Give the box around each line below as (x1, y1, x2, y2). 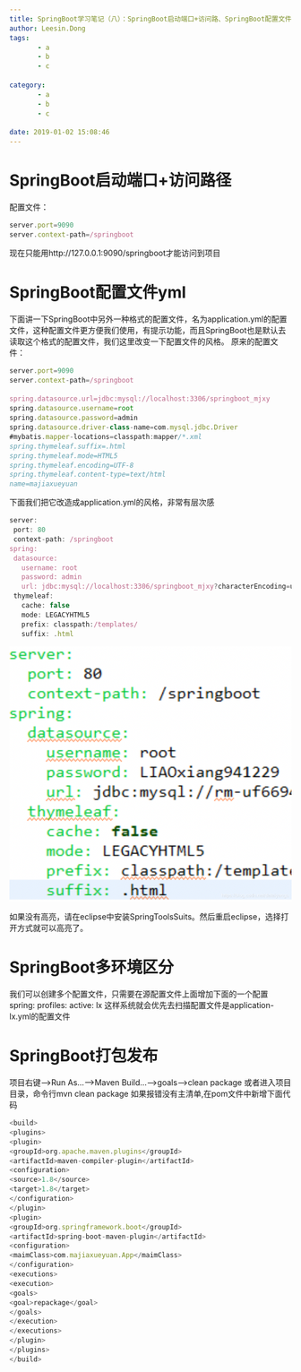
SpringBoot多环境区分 (9, 957, 175, 978)
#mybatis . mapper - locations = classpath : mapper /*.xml (9, 432, 202, 441)
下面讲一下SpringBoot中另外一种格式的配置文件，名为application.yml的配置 (9, 314, 288, 324)
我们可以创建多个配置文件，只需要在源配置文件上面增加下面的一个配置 (9, 988, 269, 999)
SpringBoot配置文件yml (9, 282, 186, 302)
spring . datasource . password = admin (9, 413, 139, 423)
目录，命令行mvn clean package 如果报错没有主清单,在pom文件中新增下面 (9, 1089, 283, 1100)
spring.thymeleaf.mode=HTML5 (9, 451, 118, 461)
